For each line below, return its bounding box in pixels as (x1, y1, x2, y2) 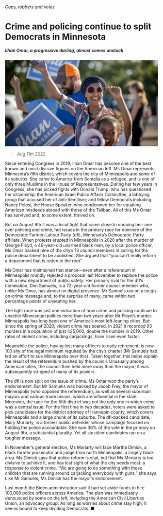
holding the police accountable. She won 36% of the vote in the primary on (5, 425, 155, 430)
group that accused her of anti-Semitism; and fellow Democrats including (5, 197, 152, 203)
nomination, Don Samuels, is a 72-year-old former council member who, (5, 283, 149, 289)
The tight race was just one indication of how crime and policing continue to (5, 308, 157, 314)
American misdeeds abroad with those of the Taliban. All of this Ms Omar (5, 207, 151, 213)
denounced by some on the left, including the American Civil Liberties (5, 495, 145, 501)
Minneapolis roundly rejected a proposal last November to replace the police (5, 272, 158, 278)
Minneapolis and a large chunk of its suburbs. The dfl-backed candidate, (5, 414, 151, 420)
